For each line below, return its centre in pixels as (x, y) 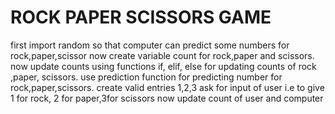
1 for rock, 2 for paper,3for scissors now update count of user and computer (167, 98)
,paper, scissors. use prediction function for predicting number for (146, 77)
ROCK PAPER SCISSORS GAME (141, 17)
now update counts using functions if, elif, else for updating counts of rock (163, 66)
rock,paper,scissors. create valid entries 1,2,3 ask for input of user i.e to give (167, 87)
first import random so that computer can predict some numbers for (150, 45)
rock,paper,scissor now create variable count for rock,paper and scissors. (162, 55)
